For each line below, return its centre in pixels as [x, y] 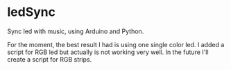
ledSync [32, 12]
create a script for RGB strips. [50, 59]
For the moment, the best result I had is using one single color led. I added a [116, 44]
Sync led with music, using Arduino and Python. [76, 31]
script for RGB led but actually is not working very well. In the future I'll [108, 52]
